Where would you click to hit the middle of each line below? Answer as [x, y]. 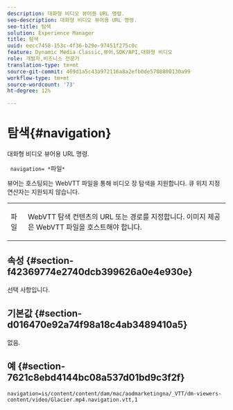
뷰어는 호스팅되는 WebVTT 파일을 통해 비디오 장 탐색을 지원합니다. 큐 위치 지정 [114, 184]
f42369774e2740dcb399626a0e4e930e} [100, 272]
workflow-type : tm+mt [38, 78]
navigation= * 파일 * [38, 169]
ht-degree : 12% [29, 91]
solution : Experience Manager [51, 33]
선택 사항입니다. [29, 289]
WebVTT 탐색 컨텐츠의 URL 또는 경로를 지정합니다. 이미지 [116, 217]
